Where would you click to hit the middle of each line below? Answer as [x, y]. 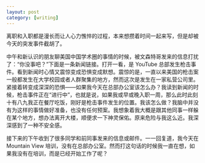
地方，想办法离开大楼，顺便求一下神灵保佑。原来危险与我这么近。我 [108, 117]
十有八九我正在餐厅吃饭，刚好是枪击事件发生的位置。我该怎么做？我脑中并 [100, 102]
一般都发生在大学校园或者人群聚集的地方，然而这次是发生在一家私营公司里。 [103, 79]
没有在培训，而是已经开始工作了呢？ [62, 153]
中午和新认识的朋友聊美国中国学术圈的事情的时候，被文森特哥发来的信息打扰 [103, 56]
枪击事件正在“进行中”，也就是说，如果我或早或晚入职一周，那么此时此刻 [107, 95]
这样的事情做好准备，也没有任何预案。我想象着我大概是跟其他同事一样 [105, 110]
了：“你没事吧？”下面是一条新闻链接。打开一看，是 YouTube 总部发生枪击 [99, 64]
